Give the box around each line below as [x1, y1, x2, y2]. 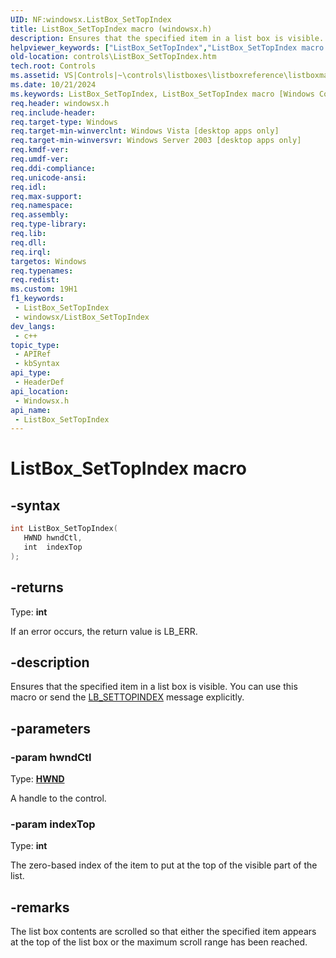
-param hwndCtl [10, 750, 92, 764]
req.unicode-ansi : [10, 172, 87, 183]
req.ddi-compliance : [10, 163, 97, 173]
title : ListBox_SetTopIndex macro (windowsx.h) [10, 24, 213, 34]
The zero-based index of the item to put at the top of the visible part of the [10, 859, 318, 871]
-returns [10, 579, 64, 596]
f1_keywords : [10, 294, 65, 304]
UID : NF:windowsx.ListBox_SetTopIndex [10, 14, 172, 25]
